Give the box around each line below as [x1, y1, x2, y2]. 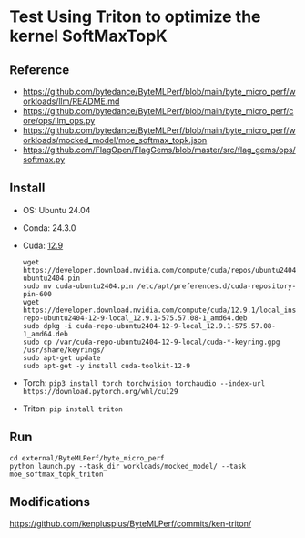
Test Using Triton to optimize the [9, 6, 261, 27]
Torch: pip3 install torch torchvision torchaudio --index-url [22, 377, 266, 388]
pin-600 [22, 289, 52, 298]
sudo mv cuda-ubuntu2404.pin [22, 281, 134, 291]
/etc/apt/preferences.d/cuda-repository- [137, 281, 297, 291]
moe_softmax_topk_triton [9, 470, 104, 479]
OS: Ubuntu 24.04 [22, 204, 91, 215]
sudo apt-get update [22, 353, 101, 362]
